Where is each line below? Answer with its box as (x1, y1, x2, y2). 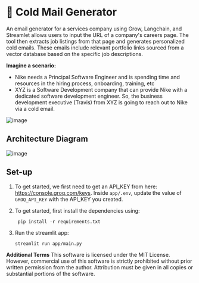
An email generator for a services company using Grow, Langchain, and (6, 25, 182, 32)
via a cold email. (14, 105, 55, 112)
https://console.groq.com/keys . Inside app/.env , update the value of (14, 189, 182, 196)
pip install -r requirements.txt (17, 219, 101, 225)
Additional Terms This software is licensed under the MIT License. (6, 251, 170, 258)
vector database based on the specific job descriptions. (6, 50, 143, 57)
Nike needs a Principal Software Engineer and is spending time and (14, 73, 181, 80)
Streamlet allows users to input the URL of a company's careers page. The (6, 31, 189, 38)
